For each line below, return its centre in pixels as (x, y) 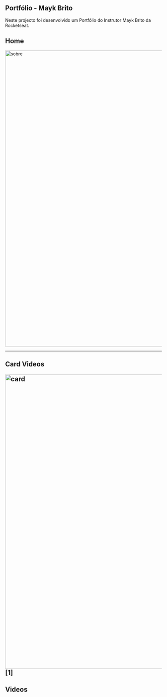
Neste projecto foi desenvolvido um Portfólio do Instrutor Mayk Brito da (78, 20)
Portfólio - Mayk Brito (39, 8)
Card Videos (25, 364)
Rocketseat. (17, 25)
